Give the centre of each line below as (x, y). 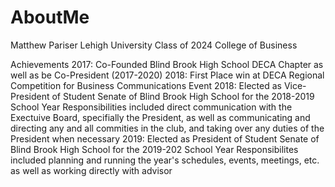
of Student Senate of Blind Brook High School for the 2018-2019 (183, 96)
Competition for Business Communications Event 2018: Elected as (146, 85)
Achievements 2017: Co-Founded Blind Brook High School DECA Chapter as (167, 64)
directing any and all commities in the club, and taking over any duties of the (167, 128)
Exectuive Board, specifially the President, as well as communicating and (160, 117)
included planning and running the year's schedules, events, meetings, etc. (165, 160)
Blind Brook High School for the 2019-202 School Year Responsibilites (154, 149)
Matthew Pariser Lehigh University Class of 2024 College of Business (154, 45)
